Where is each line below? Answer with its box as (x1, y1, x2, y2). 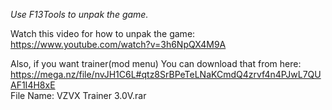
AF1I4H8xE (10, 79, 56, 91)
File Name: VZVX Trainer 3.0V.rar (10, 90, 147, 101)
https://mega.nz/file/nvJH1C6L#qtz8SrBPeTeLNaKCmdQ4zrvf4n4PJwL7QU (10, 69, 322, 80)
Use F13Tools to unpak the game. (10, 9, 149, 20)
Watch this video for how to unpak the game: (10, 28, 196, 39)
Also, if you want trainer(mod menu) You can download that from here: (10, 58, 302, 69)
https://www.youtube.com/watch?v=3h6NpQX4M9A (10, 39, 227, 50)
